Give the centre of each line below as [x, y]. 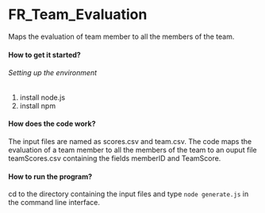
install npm [38, 105]
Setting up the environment [53, 73]
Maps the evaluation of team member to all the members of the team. [121, 36]
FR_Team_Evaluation [78, 15]
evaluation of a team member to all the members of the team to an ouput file [133, 150]
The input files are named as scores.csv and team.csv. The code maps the [130, 141]
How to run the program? [50, 177]
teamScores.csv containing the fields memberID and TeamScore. [115, 158]
